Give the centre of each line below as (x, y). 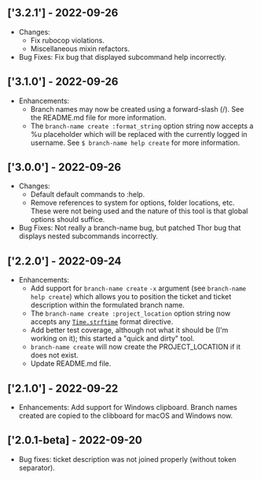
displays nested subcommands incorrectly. (88, 236)
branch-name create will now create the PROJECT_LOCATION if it (135, 347)
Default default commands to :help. (88, 194)
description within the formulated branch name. (108, 305)
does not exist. (55, 355)
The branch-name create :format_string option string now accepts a (142, 126)
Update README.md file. (71, 364)
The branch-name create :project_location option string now (130, 313)
